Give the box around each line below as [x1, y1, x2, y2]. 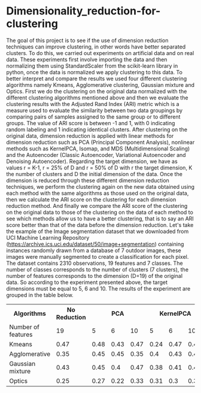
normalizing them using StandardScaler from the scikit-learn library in [6, 62, 178, 69]
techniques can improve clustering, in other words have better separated [6, 43, 186, 50]
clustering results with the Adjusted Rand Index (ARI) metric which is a [6, 100, 179, 107]
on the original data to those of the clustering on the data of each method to [6, 208, 193, 216]
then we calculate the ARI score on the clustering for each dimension [6, 196, 176, 203]
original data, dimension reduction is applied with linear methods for [6, 132, 174, 139]
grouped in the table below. [6, 291, 74, 298]
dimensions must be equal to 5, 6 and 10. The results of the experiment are [6, 285, 191, 292]
